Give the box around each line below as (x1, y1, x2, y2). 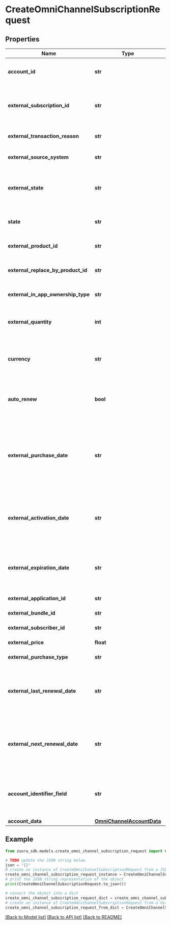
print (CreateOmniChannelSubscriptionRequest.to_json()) (5, 882, 126, 887)
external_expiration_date (8, 564, 70, 571)
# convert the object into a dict (5, 890, 79, 896)
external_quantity (8, 318, 52, 325)
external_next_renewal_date (8, 741, 78, 747)
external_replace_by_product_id (8, 267, 88, 274)
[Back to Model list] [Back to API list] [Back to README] (5, 914, 122, 920)
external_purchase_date (8, 452, 68, 459)
